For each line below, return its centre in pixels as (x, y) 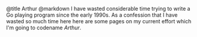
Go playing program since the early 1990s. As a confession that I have (92, 15)
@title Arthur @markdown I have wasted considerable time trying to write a (98, 9)
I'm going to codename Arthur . (44, 27)
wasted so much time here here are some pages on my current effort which (99, 21)
